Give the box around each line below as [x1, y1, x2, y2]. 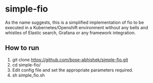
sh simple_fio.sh [12, 72, 45, 78]
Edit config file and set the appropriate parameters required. [12, 67, 133, 73]
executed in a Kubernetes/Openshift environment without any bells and [5, 24, 148, 30]
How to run [5, 44, 40, 52]
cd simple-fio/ [12, 62, 41, 67]
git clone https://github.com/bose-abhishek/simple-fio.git [12, 57, 129, 63]
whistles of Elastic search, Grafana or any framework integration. [5, 30, 136, 35]
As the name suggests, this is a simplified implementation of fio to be [5, 19, 144, 25]
